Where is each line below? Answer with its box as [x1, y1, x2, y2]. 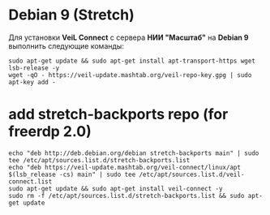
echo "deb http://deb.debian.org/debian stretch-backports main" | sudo [8, 148, 259, 157]
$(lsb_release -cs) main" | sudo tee [8, 170, 136, 178]
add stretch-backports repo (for [8, 105, 229, 123]
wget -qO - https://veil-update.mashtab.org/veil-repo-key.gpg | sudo [8, 71, 252, 79]
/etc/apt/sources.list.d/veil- [139, 170, 245, 178]
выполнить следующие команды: [8, 41, 124, 50]
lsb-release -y [8, 63, 60, 72]
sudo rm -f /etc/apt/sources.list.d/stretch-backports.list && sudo [8, 191, 245, 200]
